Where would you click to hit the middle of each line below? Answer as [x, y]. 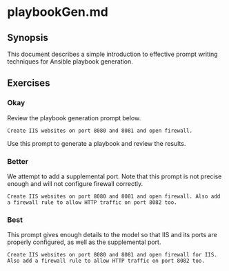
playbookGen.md [58, 12]
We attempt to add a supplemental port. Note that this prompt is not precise [114, 176]
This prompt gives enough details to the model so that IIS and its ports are [112, 235]
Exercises [29, 83]
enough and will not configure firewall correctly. [75, 183]
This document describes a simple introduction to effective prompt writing [113, 54]
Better [18, 161]
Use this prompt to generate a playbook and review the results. [97, 143]
